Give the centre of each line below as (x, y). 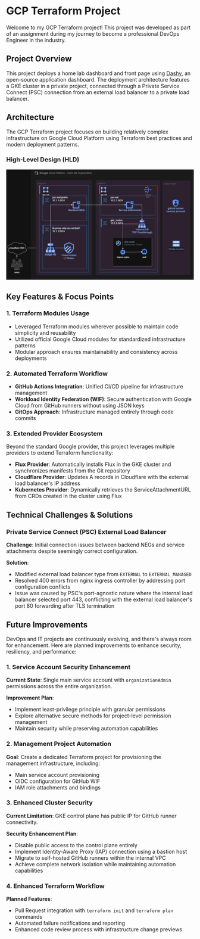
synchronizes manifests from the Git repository (72, 471)
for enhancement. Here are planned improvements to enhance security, (94, 645)
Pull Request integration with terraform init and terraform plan (94, 910)
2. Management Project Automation (59, 744)
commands (29, 917)
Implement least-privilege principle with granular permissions (90, 710)
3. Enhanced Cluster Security (50, 803)
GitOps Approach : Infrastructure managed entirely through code (94, 412)
